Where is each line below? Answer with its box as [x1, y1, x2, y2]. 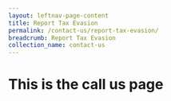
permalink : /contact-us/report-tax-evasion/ [8, 26, 159, 34]
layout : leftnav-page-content [8, 11, 109, 20]
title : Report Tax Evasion [8, 19, 98, 27]
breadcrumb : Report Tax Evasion [8, 33, 116, 42]
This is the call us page [8, 76, 164, 94]
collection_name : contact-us [8, 41, 105, 49]
